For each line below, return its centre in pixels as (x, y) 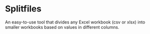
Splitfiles (23, 9)
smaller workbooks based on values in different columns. (62, 27)
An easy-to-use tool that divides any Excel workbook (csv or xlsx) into (75, 22)
